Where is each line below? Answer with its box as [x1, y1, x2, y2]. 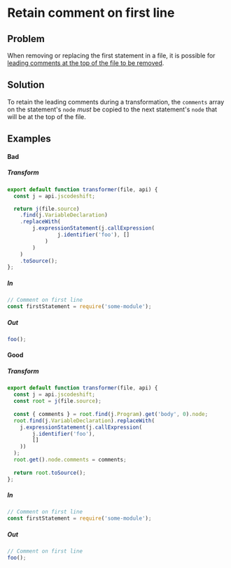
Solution [7, 79, 45, 91]
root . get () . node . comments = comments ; [13, 457, 127, 464]
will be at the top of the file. [7, 112, 86, 120]
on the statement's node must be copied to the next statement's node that [7, 105, 218, 113]
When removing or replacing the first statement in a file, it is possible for [7, 51, 216, 60]
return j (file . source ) [13, 205, 80, 212]
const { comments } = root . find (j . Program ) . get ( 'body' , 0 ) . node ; [13, 410, 209, 417]
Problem [7, 33, 45, 45]
